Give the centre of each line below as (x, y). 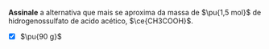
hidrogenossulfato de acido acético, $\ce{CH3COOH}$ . (101, 21)
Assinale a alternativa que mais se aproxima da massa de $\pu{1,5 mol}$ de (135, 12)
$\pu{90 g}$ (41, 37)
